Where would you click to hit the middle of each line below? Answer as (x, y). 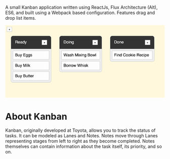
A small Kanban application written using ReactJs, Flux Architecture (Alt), (81, 7)
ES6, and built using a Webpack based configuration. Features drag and (80, 13)
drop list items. (21, 18)
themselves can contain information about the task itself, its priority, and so (83, 146)
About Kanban (36, 116)
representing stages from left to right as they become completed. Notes (80, 141)
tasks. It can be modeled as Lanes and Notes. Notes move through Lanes (81, 136)
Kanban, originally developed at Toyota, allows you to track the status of (80, 130)
